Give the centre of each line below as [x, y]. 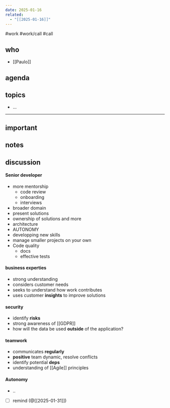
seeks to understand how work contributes [57, 290]
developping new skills [36, 235]
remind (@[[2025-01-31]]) [39, 400]
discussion [23, 162]
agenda [17, 78]
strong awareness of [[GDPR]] [44, 323]
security [14, 307]
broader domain [29, 208]
